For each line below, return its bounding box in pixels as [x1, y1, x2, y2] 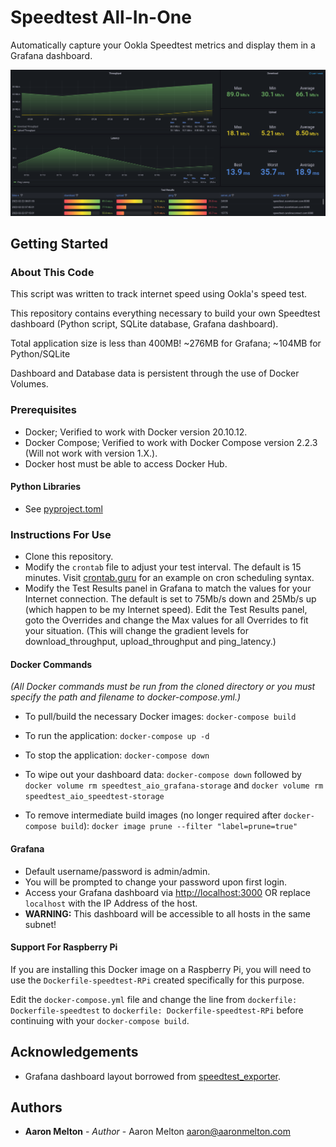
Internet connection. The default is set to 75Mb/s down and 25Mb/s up [24, 593, 317, 605]
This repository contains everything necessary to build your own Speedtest [10, 307, 321, 320]
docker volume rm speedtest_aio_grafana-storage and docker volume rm [24, 779, 324, 791]
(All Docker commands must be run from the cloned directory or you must [10, 681, 316, 693]
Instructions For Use [10, 527, 112, 541]
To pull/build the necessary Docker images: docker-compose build [24, 711, 297, 723]
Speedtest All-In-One [10, 6, 192, 29]
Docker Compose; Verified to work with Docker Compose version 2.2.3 [24, 436, 318, 448]
